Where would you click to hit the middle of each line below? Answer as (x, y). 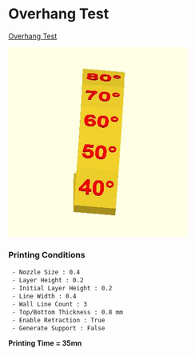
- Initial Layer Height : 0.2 (62, 289)
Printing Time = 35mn (45, 343)
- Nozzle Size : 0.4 (46, 273)
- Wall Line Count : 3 (50, 305)
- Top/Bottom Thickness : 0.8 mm (68, 313)
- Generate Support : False (58, 329)
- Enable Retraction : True (58, 321)
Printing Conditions (47, 254)
